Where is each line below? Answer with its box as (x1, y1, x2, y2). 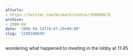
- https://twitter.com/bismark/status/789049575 (5, 12, 111, 17)
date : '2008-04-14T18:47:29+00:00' (5, 26, 81, 32)
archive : (5, 17, 24, 22)
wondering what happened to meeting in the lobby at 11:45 (5, 45, 128, 51)
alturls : (5, 7, 24, 13)
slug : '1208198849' (5, 31, 47, 36)
